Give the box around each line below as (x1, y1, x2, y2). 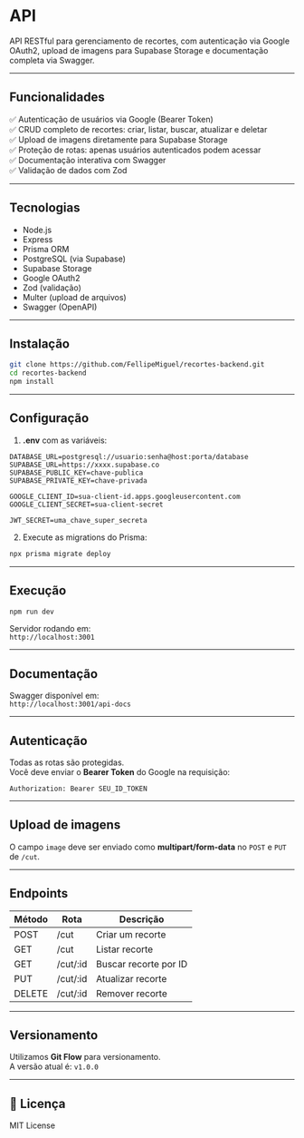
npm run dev (9, 607, 54, 616)
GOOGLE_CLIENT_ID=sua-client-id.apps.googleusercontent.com (9, 492, 242, 501)
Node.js (22, 224, 52, 235)
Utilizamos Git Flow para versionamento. (9, 1052, 161, 1063)
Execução (9, 583, 67, 599)
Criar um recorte (96, 927, 166, 940)
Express (22, 233, 53, 245)
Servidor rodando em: (9, 623, 91, 634)
